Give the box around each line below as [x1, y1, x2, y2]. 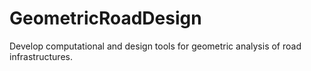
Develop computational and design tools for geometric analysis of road [9, 40, 302, 52]
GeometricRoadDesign [9, 7, 202, 30]
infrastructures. [9, 50, 73, 62]
